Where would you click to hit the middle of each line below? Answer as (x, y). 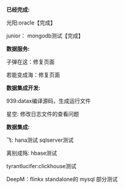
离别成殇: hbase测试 (32, 153)
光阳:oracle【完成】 (31, 23)
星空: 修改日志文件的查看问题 (43, 114)
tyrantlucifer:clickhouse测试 (41, 166)
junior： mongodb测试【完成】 (45, 36)
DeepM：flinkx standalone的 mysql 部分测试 (62, 179)
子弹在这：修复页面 (31, 62)
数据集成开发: (24, 88)
